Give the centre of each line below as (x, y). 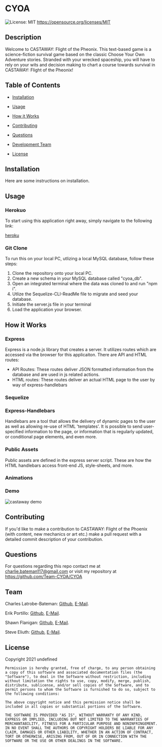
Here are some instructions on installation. (47, 181)
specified (14, 432)
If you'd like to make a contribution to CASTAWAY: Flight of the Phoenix (76, 529)
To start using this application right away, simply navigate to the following (79, 221)
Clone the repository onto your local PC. (52, 273)
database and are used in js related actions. (56, 374)
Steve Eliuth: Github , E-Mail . (33, 632)
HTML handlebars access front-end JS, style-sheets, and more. (69, 465)
